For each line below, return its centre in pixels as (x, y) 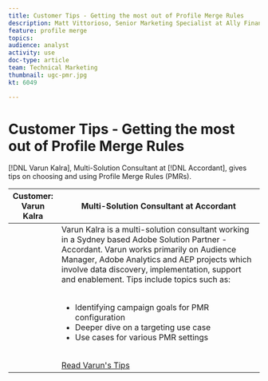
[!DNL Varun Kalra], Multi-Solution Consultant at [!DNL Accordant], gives (128, 168)
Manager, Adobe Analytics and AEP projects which (156, 260)
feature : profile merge (48, 30)
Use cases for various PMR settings (142, 338)
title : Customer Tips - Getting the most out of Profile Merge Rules (126, 16)
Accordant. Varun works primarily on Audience (149, 250)
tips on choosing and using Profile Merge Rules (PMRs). (100, 177)
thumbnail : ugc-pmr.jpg (48, 75)
